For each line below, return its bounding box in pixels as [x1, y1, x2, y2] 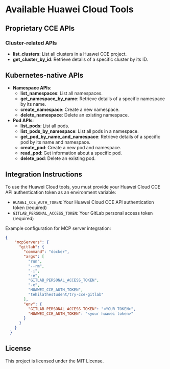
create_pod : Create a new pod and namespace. [20, 144, 122, 150]
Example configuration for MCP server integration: [5, 225, 111, 231]
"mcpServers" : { [14, 240, 50, 245]
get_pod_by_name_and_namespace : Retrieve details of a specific [20, 133, 161, 140]
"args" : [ [23, 254, 44, 259]
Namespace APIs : [12, 84, 52, 90]
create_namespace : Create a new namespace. [20, 106, 120, 112]
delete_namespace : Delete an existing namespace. [20, 111, 129, 118]
